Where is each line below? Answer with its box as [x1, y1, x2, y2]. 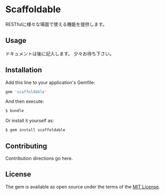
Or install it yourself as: [5, 118, 54, 124]
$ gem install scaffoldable [5, 127, 66, 133]
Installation [5, 66, 42, 75]
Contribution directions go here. [5, 155, 73, 161]
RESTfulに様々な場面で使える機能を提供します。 [5, 21, 107, 27]
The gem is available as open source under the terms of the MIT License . [5, 183, 160, 190]
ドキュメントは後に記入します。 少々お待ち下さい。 [5, 50, 115, 57]
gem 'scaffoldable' [5, 89, 47, 94]
